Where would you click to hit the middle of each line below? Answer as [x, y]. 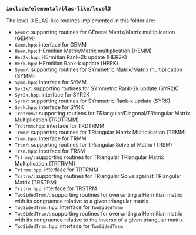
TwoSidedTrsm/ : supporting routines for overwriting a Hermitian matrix [99, 214]
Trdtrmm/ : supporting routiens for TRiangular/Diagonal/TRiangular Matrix [102, 114]
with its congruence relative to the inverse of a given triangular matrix [99, 220]
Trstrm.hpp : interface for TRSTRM [56, 188]
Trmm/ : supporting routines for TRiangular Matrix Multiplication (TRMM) [100, 133]
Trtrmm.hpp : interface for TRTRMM [56, 170]
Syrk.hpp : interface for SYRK [49, 107]
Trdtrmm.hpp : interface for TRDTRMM [59, 126]
